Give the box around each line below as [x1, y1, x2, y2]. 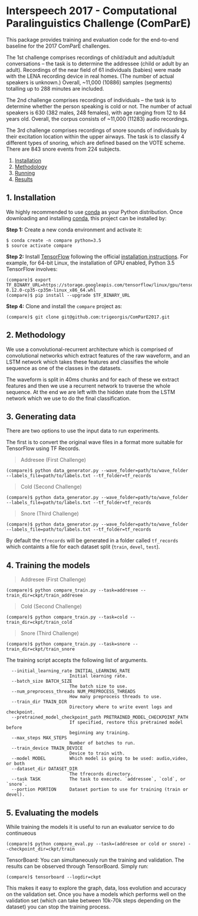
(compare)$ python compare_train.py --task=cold [6, 614, 128, 620]
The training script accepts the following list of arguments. [6, 657, 148, 664]
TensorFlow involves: [6, 265, 58, 272]
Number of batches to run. [69, 740, 136, 746]
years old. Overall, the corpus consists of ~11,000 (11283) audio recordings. [6, 115, 189, 122]
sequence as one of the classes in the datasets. [6, 364, 122, 372]
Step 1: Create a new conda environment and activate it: [6, 226, 143, 233]
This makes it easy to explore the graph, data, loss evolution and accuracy [6, 885, 187, 891]
